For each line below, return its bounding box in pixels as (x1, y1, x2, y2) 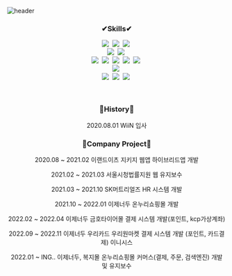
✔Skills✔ (101, 24, 133, 33)
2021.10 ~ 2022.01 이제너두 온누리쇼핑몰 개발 (54, 200, 179, 208)
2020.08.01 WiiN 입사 (86, 121, 147, 129)
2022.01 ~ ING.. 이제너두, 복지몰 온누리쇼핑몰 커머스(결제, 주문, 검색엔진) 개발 (10, 252, 223, 261)
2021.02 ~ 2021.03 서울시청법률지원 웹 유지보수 (51, 170, 183, 179)
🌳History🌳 (99, 104, 134, 114)
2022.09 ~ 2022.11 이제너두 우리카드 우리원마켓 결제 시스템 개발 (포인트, (8, 229, 206, 238)
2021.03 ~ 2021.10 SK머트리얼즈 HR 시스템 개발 (51, 185, 183, 193)
